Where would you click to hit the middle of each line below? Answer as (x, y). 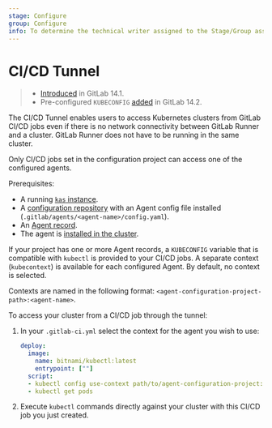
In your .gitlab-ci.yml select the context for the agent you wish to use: (140, 331)
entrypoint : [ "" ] (64, 368)
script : (41, 376)
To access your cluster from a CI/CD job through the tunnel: (108, 315)
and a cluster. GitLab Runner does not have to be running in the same (124, 135)
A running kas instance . (59, 199)
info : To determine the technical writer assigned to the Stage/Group (130, 31)
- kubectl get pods (60, 391)
